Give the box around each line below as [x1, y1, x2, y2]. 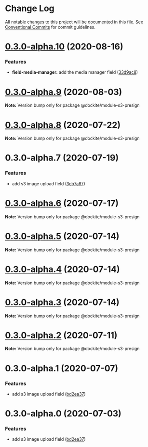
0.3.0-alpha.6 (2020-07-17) [5, 197, 119, 208]
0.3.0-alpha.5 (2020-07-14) [5, 231, 120, 241]
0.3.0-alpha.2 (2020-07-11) [5, 330, 118, 341]
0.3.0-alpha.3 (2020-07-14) [5, 297, 120, 308]
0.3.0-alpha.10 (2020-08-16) [5, 41, 124, 52]
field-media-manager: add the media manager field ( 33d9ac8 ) [12, 69, 138, 75]
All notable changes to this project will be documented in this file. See [5, 19, 144, 25]
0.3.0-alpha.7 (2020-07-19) [5, 152, 119, 163]
